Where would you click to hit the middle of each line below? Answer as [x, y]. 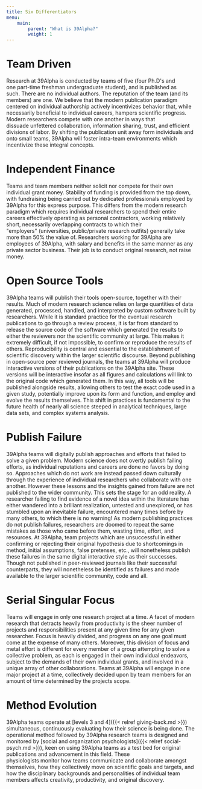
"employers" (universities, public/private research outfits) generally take [96, 231]
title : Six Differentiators [42, 12]
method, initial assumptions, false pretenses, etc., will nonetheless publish [98, 550]
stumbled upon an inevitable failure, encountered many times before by [95, 512]
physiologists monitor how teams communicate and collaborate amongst [96, 760]
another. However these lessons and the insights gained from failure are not [100, 486]
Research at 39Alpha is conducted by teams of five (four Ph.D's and [91, 81]
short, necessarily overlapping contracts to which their [74, 224]
